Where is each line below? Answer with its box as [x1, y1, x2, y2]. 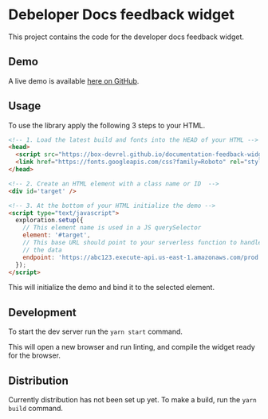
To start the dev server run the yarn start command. [8, 327, 183, 336]
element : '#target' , [22, 231, 91, 240]
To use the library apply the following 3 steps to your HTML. [8, 120, 206, 130]
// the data [22, 245, 62, 254]
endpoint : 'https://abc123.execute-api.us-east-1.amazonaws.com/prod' [22, 253, 262, 261]
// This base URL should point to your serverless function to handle [22, 239, 262, 247]
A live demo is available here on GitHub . [8, 76, 140, 85]
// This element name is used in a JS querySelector [22, 224, 202, 232]
